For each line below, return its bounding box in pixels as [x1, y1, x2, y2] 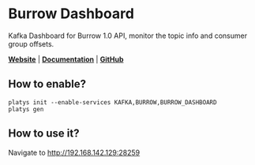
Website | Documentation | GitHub [8, 54, 124, 64]
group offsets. [8, 39, 54, 48]
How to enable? [8, 77, 87, 91]
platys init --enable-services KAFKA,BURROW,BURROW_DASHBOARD [8, 98, 217, 107]
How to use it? [8, 127, 80, 141]
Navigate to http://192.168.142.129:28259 [8, 148, 141, 157]
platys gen [8, 105, 44, 113]
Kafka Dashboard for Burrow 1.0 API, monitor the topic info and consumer [8, 31, 247, 40]
